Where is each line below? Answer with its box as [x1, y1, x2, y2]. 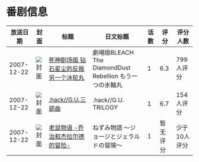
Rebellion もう [92, 72, 132, 80]
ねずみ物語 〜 [92, 123, 130, 131]
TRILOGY [92, 103, 118, 111]
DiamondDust [92, 63, 131, 71]
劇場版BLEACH [92, 48, 134, 57]
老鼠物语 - [48, 123, 78, 131]
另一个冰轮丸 [48, 73, 85, 81]
